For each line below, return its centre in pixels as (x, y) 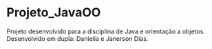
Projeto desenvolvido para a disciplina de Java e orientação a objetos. (106, 31)
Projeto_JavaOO (54, 13)
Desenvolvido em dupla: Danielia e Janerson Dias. (77, 38)
